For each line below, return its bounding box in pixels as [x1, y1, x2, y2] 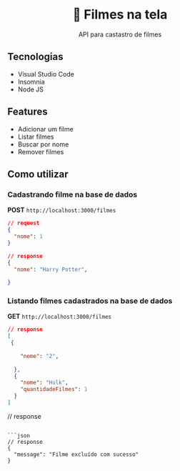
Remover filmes [17, 147, 64, 156]
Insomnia [17, 77, 45, 86]
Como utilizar [7, 168, 69, 180]
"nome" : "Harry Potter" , [14, 266, 88, 273]
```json [7, 432, 31, 439]
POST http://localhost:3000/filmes [7, 206, 116, 214]
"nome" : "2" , [20, 352, 59, 360]
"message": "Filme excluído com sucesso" [14, 450, 139, 458]
